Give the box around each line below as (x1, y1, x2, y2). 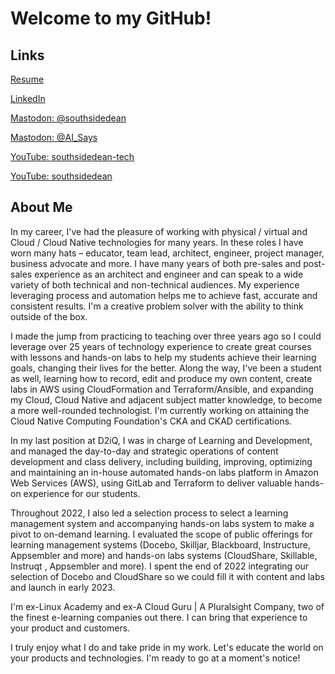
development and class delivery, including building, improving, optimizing (10, 455, 313, 467)
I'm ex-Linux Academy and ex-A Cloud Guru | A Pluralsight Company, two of (10, 600, 325, 612)
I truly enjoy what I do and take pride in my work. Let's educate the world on (10, 641, 324, 653)
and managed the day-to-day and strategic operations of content (10, 445, 279, 457)
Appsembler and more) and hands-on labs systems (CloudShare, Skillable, (10, 549, 318, 561)
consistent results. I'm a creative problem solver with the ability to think (10, 300, 304, 312)
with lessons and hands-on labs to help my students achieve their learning (10, 351, 317, 363)
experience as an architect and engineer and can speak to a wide (34, 268, 304, 280)
